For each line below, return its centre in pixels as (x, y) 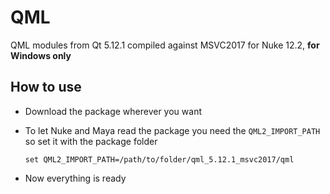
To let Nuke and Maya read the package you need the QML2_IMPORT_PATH (172, 130)
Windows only (41, 55)
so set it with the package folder (91, 141)
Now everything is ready (75, 178)
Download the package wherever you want (113, 111)
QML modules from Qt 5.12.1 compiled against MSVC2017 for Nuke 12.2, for (165, 45)
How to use (46, 87)
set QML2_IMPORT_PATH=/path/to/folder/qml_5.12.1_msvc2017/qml (159, 159)
